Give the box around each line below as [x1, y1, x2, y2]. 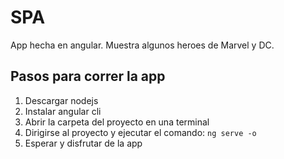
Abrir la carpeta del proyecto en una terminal [24, 116, 210, 128]
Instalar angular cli [24, 105, 102, 117]
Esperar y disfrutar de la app [24, 137, 143, 149]
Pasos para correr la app [10, 68, 166, 85]
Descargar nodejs [24, 94, 99, 106]
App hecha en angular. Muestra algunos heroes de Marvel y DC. [10, 39, 275, 51]
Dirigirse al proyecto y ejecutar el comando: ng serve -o [24, 126, 257, 138]
